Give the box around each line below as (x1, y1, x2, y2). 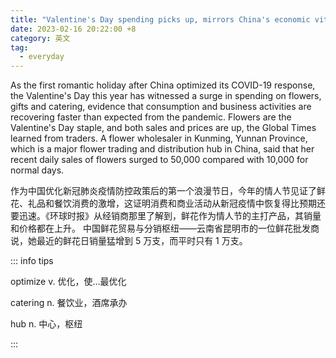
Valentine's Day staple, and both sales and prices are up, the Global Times (10, 122, 317, 134)
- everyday (19, 52, 65, 62)
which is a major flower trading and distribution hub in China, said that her (10, 143, 315, 155)
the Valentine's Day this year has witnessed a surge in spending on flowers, (10, 90, 322, 102)
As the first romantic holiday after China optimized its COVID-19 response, (10, 79, 316, 91)
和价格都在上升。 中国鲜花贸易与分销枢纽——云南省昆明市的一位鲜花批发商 (10, 222, 320, 235)
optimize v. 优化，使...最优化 (10, 276, 127, 288)
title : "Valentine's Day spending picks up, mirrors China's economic (10, 14, 311, 25)
